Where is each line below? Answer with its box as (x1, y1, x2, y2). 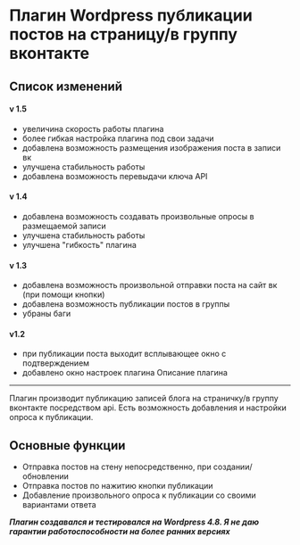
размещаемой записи (21, 220, 106, 231)
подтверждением (21, 358, 90, 368)
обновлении (21, 471, 70, 482)
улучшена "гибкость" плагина (21, 239, 137, 250)
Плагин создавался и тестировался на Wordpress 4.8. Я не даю (9, 516, 260, 527)
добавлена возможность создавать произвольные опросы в (21, 211, 254, 221)
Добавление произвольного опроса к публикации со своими (21, 490, 256, 500)
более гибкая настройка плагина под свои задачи (21, 133, 214, 144)
